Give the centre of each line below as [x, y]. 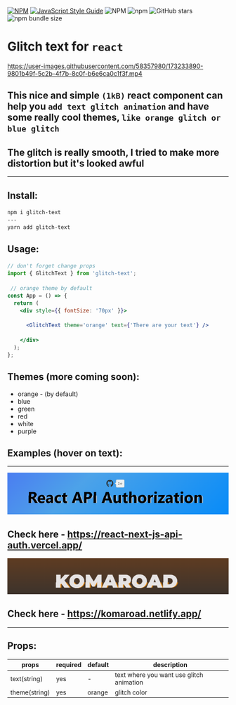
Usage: [24, 249]
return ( [26, 303]
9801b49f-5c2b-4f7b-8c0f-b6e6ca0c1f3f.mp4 [75, 73]
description [170, 665]
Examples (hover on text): [65, 453]
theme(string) [30, 692]
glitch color [131, 692]
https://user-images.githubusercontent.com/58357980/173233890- [105, 66]
